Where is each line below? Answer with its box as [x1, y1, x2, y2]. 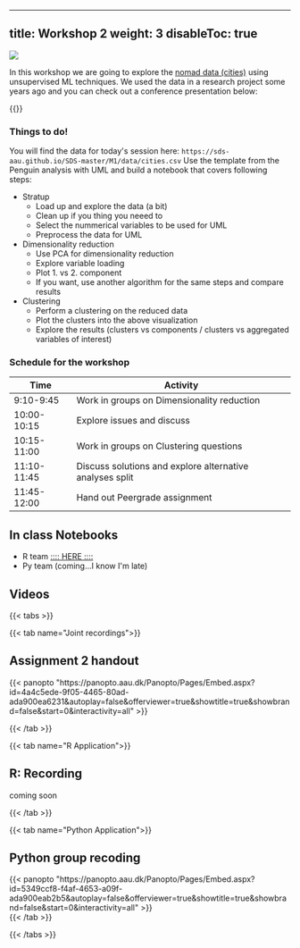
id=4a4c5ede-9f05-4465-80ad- [9, 686, 129, 697]
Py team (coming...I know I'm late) [21, 560, 148, 572]
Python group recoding [9, 851, 141, 866]
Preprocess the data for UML [35, 230, 143, 240]
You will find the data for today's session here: [9, 146, 180, 156]
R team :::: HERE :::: [21, 551, 94, 562]
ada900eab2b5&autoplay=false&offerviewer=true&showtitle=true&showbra [9, 893, 287, 903]
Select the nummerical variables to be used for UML [35, 220, 228, 231]
